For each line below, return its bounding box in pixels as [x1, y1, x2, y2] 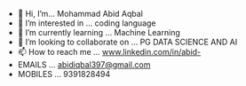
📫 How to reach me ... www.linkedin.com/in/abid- [17, 47, 202, 57]
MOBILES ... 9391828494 [17, 69, 111, 79]
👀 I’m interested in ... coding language [17, 18, 156, 28]
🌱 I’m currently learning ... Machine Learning [17, 27, 180, 37]
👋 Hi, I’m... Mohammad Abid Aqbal [17, 9, 144, 19]
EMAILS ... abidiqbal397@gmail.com [17, 59, 151, 70]
